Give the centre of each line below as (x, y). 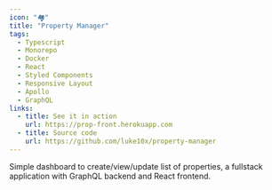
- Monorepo (37, 51)
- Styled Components (55, 75)
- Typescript (41, 42)
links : (21, 108)
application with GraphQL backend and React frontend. (110, 176)
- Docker (33, 59)
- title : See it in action (67, 116)
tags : (19, 34)
